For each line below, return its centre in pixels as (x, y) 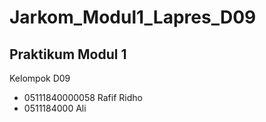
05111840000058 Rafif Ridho (83, 97)
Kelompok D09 (40, 78)
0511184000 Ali (55, 108)
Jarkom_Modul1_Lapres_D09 (133, 17)
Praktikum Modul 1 (68, 54)
